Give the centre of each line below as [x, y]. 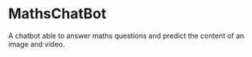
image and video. [37, 44]
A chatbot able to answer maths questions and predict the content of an [126, 36]
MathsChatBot [57, 14]
